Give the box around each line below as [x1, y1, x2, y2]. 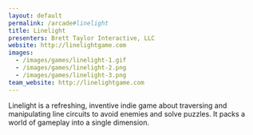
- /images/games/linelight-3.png [15, 71, 127, 79]
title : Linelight [8, 26, 66, 34]
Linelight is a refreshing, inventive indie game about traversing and [8, 101, 227, 110]
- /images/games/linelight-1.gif [15, 57, 127, 65]
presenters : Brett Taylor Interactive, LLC [8, 34, 156, 42]
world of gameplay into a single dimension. [8, 117, 150, 127]
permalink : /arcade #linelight [8, 19, 109, 27]
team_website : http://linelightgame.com [8, 78, 145, 86]
